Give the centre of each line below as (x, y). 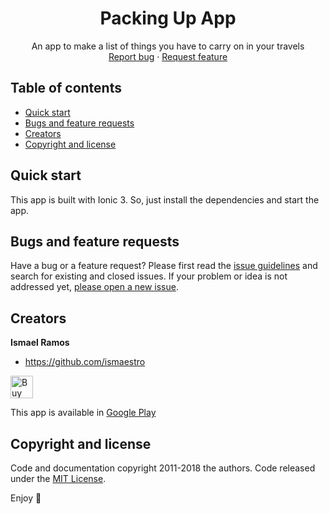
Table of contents (66, 88)
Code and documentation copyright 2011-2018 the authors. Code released (163, 468)
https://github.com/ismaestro (85, 362)
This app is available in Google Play (83, 413)
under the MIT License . (58, 478)
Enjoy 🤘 (26, 498)
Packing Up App (168, 18)
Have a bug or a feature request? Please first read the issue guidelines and (164, 266)
